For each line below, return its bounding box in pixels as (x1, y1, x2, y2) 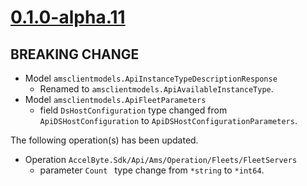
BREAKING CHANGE (10, 46, 140, 63)
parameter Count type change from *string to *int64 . (39, 164, 265, 176)
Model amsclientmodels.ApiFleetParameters (24, 94, 207, 105)
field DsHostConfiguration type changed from (39, 104, 228, 116)
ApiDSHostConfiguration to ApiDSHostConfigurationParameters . (39, 115, 298, 126)
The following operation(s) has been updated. (10, 134, 199, 146)
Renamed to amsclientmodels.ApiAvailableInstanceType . (39, 83, 274, 95)
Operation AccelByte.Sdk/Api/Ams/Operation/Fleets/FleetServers (24, 154, 298, 165)
